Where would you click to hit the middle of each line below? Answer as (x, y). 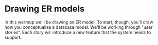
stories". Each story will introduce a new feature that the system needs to (78, 32)
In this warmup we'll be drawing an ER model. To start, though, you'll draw (79, 22)
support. (13, 37)
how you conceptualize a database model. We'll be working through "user (79, 27)
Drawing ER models (44, 9)
